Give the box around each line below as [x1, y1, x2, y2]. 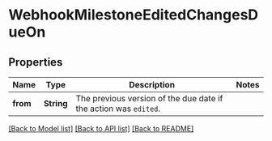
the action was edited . [75, 103, 161, 114]
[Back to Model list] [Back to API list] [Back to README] [8, 124, 194, 133]
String [43, 98, 68, 109]
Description [129, 79, 176, 90]
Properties [8, 55, 63, 69]
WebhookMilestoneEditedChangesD [8, 6, 259, 24]
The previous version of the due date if [75, 93, 223, 104]
